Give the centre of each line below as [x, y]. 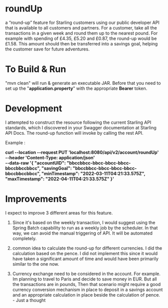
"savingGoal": [57, 168]
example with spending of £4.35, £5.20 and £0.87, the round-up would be [81, 38]
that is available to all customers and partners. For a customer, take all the [81, 27]
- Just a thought [29, 300]
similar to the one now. [36, 264]
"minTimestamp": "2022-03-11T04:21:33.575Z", [93, 173]
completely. [24, 238]
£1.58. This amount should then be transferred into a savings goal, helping [81, 43]
